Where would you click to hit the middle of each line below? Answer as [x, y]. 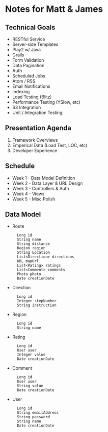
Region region [31, 248]
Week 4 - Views [28, 194]
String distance [33, 244]
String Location [33, 253]
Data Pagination [28, 65]
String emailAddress [38, 413]
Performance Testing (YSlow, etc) [46, 102]
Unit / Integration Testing [37, 113]
